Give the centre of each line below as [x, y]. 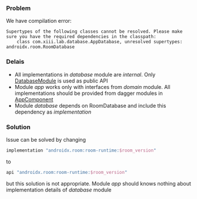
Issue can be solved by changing [46, 139]
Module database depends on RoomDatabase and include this [90, 105]
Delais [15, 61]
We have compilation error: [39, 21]
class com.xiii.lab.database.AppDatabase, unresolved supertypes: [100, 42]
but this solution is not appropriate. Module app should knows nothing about [98, 183]
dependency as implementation [53, 112]
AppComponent [34, 99]
